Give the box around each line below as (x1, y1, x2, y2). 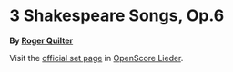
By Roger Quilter (9, 35, 74, 46)
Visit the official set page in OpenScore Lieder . (9, 52, 184, 63)
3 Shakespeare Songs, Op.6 (9, 5, 225, 26)
